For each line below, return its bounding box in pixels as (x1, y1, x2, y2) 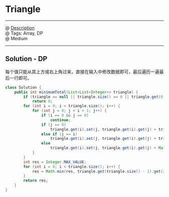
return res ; (23, 178, 49, 183)
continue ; (50, 117, 71, 122)
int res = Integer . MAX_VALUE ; (23, 159, 87, 164)
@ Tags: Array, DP (5, 30, 43, 36)
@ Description (5, 25, 35, 31)
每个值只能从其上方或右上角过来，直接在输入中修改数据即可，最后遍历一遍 (5, 69, 159, 75)
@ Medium (5, 35, 28, 41)
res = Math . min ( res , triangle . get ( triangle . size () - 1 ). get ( (32, 169, 163, 174)
